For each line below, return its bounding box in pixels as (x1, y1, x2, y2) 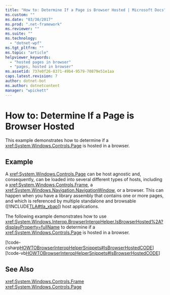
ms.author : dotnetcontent (5, 83, 60, 88)
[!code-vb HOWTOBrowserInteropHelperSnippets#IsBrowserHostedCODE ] (5, 250, 160, 256)
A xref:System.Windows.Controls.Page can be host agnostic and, (5, 171, 142, 177)
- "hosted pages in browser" (10, 60, 71, 65)
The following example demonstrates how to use (5, 213, 107, 219)
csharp (5, 245, 20, 251)
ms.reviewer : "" (5, 26, 39, 32)
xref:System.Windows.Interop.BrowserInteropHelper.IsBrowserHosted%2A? (5, 219, 163, 225)
